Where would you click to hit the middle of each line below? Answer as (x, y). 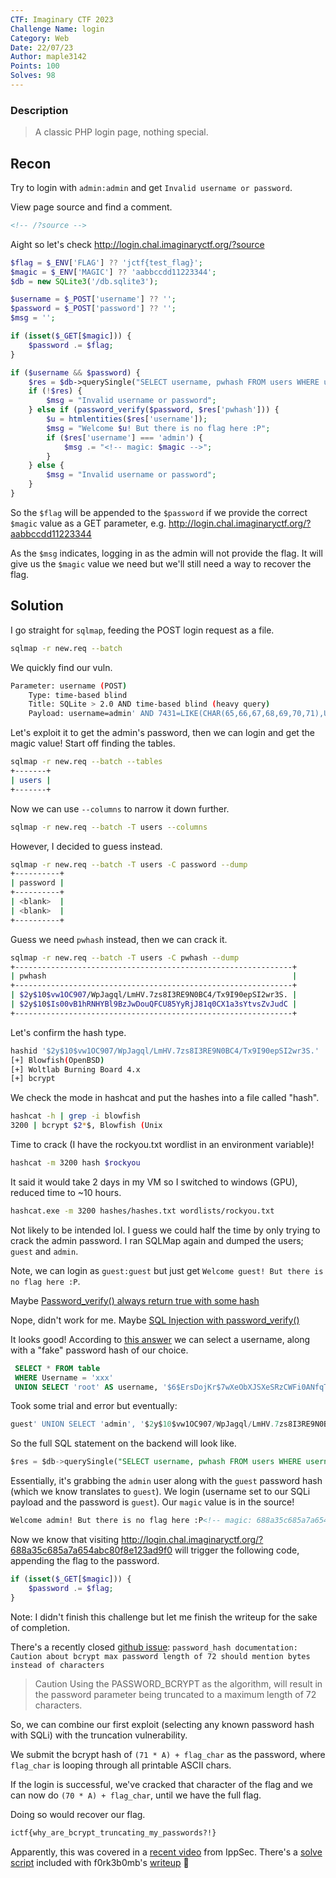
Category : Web (40, 38)
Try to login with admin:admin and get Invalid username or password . (151, 187)
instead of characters (57, 1665)
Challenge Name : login (57, 29)
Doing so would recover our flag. (78, 1814)
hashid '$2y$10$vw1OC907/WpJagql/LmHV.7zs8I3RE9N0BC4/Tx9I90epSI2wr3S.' (165, 1051)
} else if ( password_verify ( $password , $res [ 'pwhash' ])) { (154, 410)
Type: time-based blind (78, 695)
